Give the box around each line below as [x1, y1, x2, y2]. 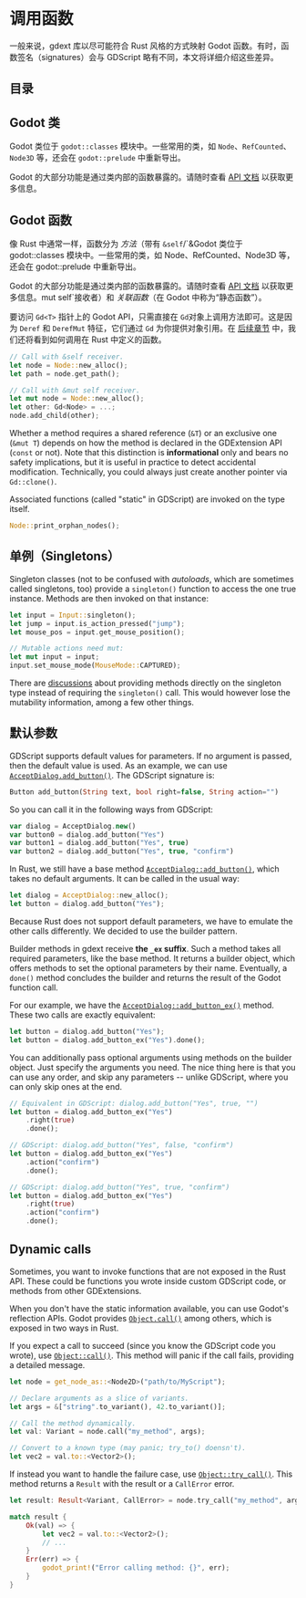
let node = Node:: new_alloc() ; [9, 360, 128, 370]
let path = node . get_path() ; [9, 369, 120, 379]
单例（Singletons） [9, 548, 120, 564]
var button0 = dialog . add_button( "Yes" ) [9, 830, 166, 840]
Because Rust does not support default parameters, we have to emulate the [9, 915, 293, 926]
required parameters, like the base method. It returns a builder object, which [9, 953, 296, 964]
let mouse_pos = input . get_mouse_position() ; [9, 627, 185, 637]
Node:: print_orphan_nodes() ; [9, 521, 120, 530]
